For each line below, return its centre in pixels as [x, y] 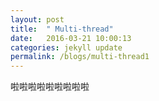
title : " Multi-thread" [62, 29]
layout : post [37, 19]
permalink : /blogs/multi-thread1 [80, 57]
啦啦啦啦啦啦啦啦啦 [50, 87]
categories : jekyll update [66, 47]
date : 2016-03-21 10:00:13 [71, 38]
